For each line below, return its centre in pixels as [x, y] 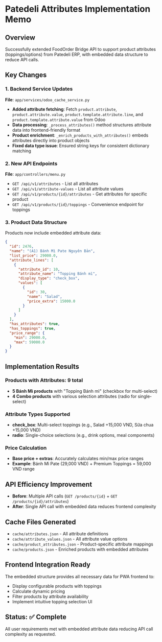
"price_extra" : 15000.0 [51, 301]
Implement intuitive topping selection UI [52, 601]
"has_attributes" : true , [35, 324]
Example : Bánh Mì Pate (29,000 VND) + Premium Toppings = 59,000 [82, 464]
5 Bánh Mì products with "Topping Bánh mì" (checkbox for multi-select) [85, 391]
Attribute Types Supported [37, 414]
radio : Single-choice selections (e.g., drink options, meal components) [83, 435]
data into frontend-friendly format [46, 130]
